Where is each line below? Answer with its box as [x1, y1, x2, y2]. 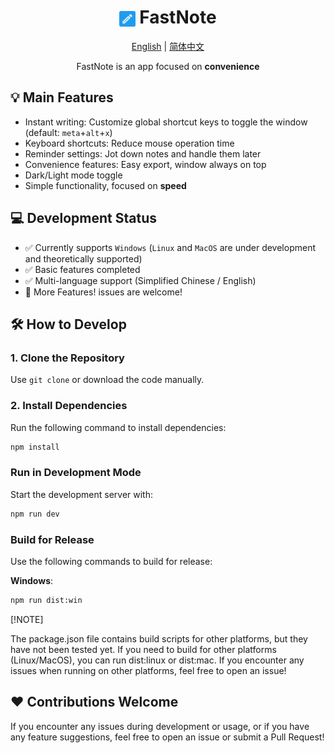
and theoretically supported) [24, 252, 143, 265]
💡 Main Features [10, 89, 114, 106]
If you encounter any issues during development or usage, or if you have [10, 720, 310, 732]
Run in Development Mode [10, 466, 142, 480]
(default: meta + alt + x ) [24, 126, 113, 138]
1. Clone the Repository [10, 351, 125, 365]
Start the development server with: [10, 488, 153, 500]
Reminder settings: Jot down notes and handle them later [24, 147, 262, 160]
